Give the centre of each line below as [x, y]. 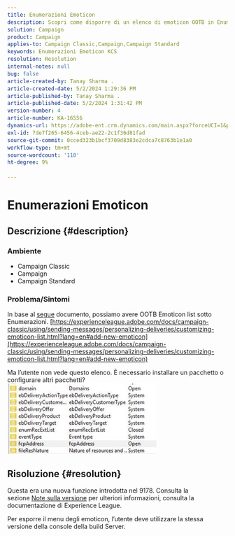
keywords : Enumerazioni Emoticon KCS [62, 52]
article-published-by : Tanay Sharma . [64, 96]
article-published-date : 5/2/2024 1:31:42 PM [74, 104]
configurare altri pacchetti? [46, 380]
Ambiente [24, 251]
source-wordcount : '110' [43, 155]
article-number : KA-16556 [45, 118]
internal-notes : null [39, 66]
